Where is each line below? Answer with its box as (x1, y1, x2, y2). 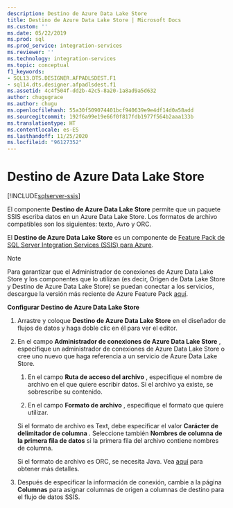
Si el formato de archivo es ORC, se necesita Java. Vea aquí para (17, 457, 203, 466)
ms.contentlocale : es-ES (7, 126, 79, 133)
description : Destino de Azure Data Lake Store (7, 10, 148, 17)
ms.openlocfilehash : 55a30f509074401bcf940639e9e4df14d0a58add (7, 107, 194, 114)
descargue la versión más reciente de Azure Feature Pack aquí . (7, 290, 189, 298)
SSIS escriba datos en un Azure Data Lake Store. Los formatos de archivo (7, 213, 218, 221)
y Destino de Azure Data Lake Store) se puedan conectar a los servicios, (7, 282, 215, 291)
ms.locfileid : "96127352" (7, 139, 82, 146)
